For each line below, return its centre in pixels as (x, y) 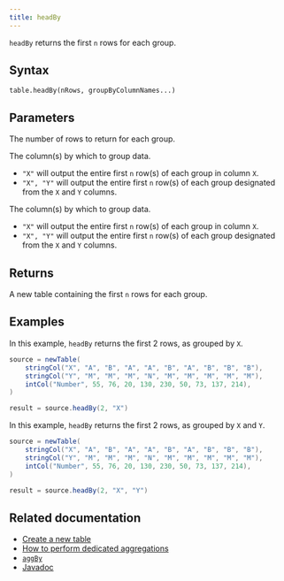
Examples (37, 322)
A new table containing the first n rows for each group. (108, 294)
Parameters (42, 117)
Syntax (29, 70)
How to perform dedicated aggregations (96, 548)
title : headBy (35, 17)
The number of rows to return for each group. (92, 139)
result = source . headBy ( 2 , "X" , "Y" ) (79, 490)
